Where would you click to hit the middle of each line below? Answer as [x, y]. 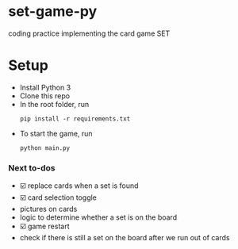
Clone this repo [44, 96]
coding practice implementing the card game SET [89, 33]
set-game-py [53, 11]
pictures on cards [48, 209]
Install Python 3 [45, 87]
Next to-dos [32, 167]
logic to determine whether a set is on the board [98, 217]
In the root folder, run [54, 104]
